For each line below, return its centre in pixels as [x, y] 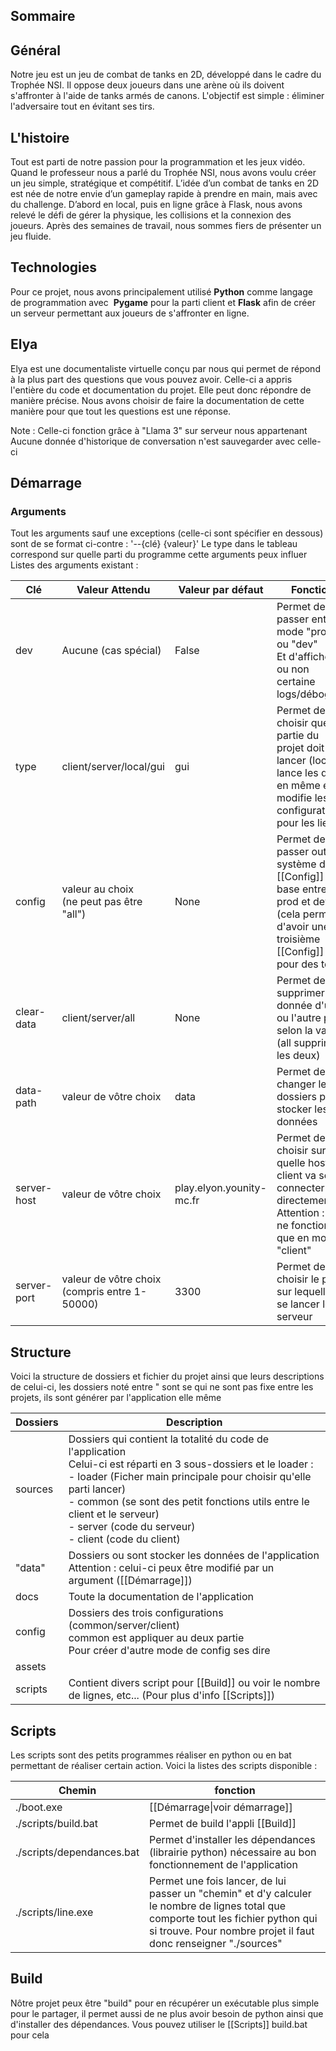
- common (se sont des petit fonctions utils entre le [189, 1502]
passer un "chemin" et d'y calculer [230, 1893]
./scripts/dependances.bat [77, 1852]
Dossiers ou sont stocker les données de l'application [194, 1556]
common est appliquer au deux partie [156, 1638]
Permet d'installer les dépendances [232, 1839]
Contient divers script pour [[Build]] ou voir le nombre [194, 1683]
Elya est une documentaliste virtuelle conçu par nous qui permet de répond [165, 368]
